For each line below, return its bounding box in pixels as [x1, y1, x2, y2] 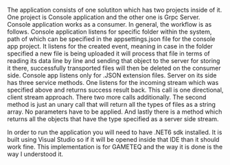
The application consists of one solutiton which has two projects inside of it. [7, 6, 222, 14]
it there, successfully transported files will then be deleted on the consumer [7, 64, 221, 72]
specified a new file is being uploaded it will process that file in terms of [7, 49, 211, 58]
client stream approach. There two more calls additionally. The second [7, 93, 207, 101]
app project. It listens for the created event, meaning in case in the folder [7, 42, 214, 50]
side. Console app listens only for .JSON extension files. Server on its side [7, 71, 217, 79]
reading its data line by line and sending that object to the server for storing [7, 57, 220, 64]
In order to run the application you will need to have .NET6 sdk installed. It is [7, 128, 222, 136]
